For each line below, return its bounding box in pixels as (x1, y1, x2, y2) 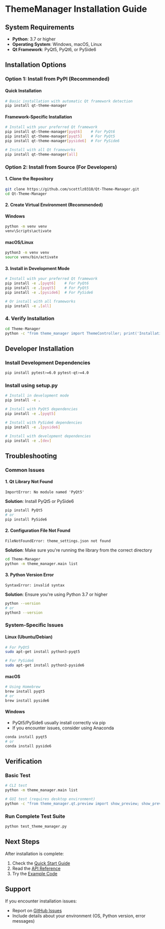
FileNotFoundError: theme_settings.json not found (5, 538, 111, 543)
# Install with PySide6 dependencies (5, 420, 82, 425)
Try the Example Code (12, 870, 57, 876)
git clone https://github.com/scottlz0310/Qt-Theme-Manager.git (5, 186, 139, 191)
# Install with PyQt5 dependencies (5, 407, 78, 412)
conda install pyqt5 (5, 734, 48, 739)
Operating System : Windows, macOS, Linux (12, 41, 102, 47)
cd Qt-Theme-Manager (5, 191, 48, 196)
